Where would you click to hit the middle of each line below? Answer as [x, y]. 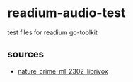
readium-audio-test [66, 13]
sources [26, 54]
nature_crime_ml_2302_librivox [63, 71]
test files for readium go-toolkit [52, 32]
